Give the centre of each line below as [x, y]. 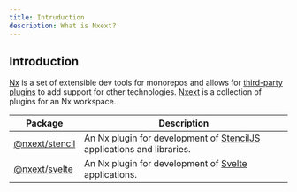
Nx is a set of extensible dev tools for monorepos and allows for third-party [146, 83]
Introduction [44, 61]
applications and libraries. [137, 150]
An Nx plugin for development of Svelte [165, 164]
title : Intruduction [47, 17]
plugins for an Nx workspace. [63, 102]
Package [45, 123]
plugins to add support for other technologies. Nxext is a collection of [136, 92]
